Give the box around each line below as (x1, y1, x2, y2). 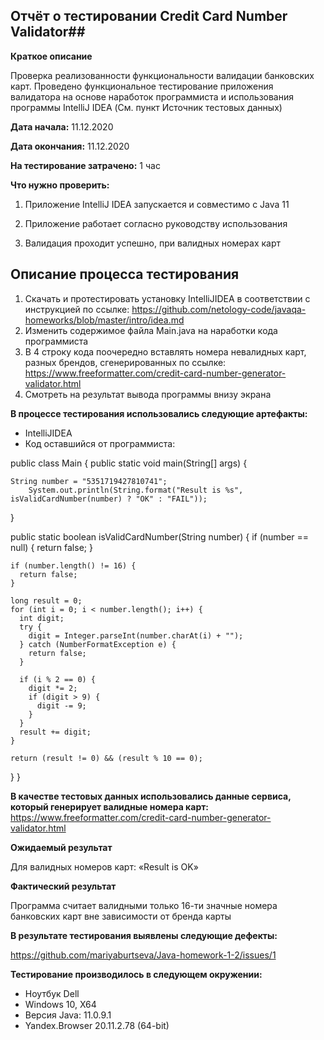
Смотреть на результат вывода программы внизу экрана (24, 388, 272, 400)
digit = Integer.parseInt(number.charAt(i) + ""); (28, 630, 244, 641)
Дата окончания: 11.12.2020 (10, 140, 130, 152)
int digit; (19, 613, 65, 623)
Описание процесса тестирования (10, 266, 240, 283)
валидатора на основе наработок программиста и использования (10, 90, 294, 103)
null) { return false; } (10, 541, 93, 553)
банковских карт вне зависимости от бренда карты (10, 910, 232, 922)
